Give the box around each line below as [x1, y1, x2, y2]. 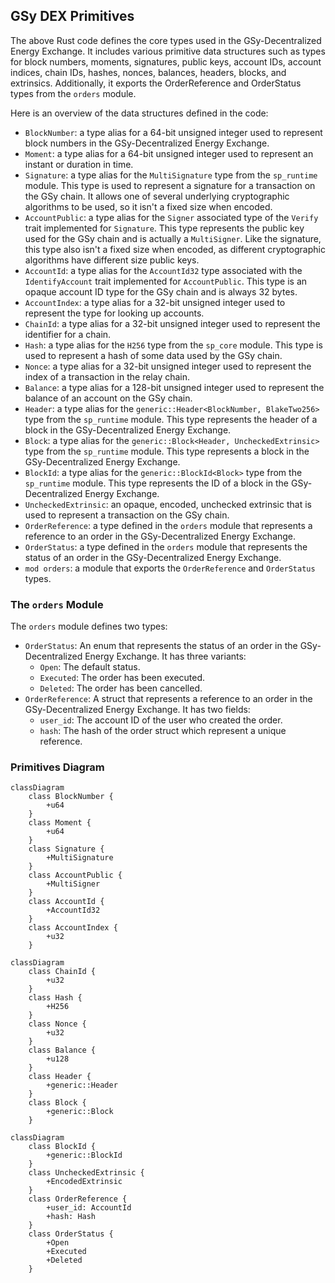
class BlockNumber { [28, 792, 114, 802]
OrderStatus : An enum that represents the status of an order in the [24, 640, 298, 652]
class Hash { [28, 993, 83, 1003]
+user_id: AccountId [46, 1203, 132, 1213]
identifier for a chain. [24, 328, 112, 340]
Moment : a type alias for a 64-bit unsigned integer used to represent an [24, 147, 314, 159]
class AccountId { [28, 897, 105, 907]
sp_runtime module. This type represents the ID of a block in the [24, 477, 290, 489]
